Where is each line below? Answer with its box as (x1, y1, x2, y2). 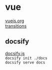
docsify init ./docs (5, 56, 48, 61)
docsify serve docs (5, 60, 46, 65)
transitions (5, 23, 27, 29)
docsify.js (5, 50, 25, 56)
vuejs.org (5, 18, 25, 24)
